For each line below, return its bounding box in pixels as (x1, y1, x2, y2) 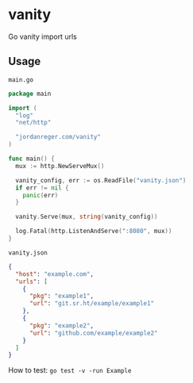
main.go (8, 75, 34, 84)
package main (8, 90, 52, 98)
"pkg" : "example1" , (29, 292, 94, 301)
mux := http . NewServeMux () (15, 162, 105, 170)
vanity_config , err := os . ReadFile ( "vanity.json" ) (15, 176, 187, 184)
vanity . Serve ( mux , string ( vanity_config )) (15, 213, 158, 221)
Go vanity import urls (8, 32, 77, 41)
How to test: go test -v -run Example (8, 366, 132, 375)
